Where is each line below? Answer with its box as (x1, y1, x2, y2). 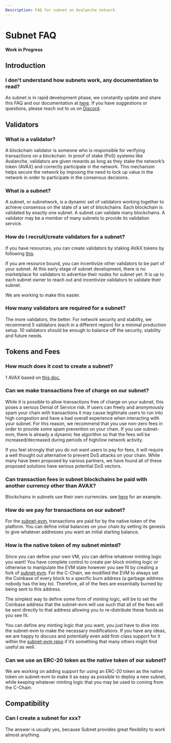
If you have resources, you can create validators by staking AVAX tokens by (5, 245, 164, 251)
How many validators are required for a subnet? (5, 305, 126, 312)
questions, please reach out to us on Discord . (5, 105, 101, 111)
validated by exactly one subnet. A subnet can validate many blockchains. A (5, 210, 165, 216)
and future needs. (5, 332, 43, 339)
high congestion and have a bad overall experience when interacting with (5, 415, 160, 421)
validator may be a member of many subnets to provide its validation (5, 215, 150, 221)
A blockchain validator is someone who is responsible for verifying (5, 147, 145, 153)
